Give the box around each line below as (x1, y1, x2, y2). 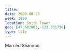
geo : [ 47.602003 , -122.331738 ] (5, 25, 66, 30)
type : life (5, 29, 27, 34)
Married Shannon (5, 43, 40, 48)
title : (5, 7, 18, 12)
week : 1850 (5, 16, 27, 21)
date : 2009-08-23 (5, 12, 40, 16)
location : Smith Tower (5, 20, 51, 26)
